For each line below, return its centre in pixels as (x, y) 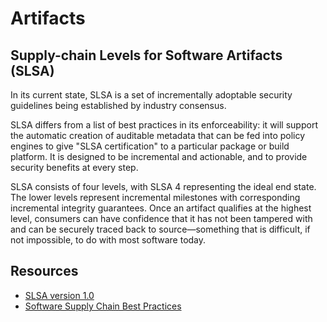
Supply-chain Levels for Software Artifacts (146, 55)
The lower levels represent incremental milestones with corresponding (155, 197)
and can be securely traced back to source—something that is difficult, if (160, 229)
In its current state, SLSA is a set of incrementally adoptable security (151, 95)
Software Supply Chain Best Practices (103, 306)
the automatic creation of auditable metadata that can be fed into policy (158, 135)
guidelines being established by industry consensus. (118, 105)
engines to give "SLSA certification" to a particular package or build (150, 146)
